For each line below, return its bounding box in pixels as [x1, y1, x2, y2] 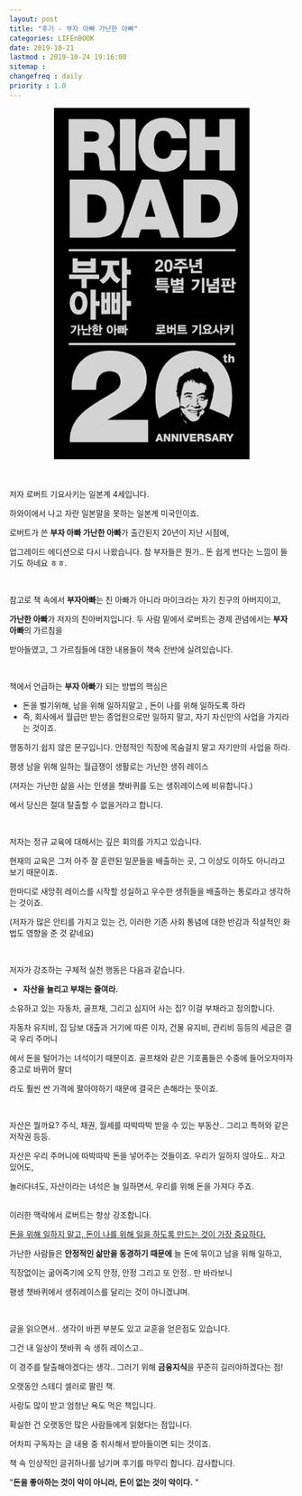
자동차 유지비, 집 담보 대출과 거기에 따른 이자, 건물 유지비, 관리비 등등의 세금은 [9, 1021, 283, 1032]
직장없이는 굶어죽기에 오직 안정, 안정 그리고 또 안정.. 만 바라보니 [9, 1266, 233, 1278]
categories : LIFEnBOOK [9, 33, 95, 42]
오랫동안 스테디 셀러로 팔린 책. [9, 1380, 115, 1391]
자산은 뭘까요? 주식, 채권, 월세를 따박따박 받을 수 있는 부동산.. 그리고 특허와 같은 [9, 1119, 289, 1130]
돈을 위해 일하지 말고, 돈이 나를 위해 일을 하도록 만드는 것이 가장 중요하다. [9, 1228, 266, 1239]
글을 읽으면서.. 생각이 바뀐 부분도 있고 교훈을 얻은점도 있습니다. [9, 1322, 231, 1333]
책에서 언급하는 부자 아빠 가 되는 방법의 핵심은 [9, 681, 169, 692]
